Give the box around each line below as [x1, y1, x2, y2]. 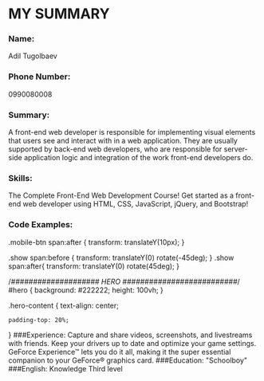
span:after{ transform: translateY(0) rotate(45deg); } [8, 261, 179, 271]
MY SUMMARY [8, 5, 110, 23]
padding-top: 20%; [8, 316, 69, 324]
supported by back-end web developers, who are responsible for [8, 144, 223, 154]
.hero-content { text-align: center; [8, 300, 120, 310]
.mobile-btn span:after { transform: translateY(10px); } [8, 237, 185, 247]
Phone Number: [8, 71, 71, 82]
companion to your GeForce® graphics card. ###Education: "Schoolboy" [8, 355, 248, 365]
